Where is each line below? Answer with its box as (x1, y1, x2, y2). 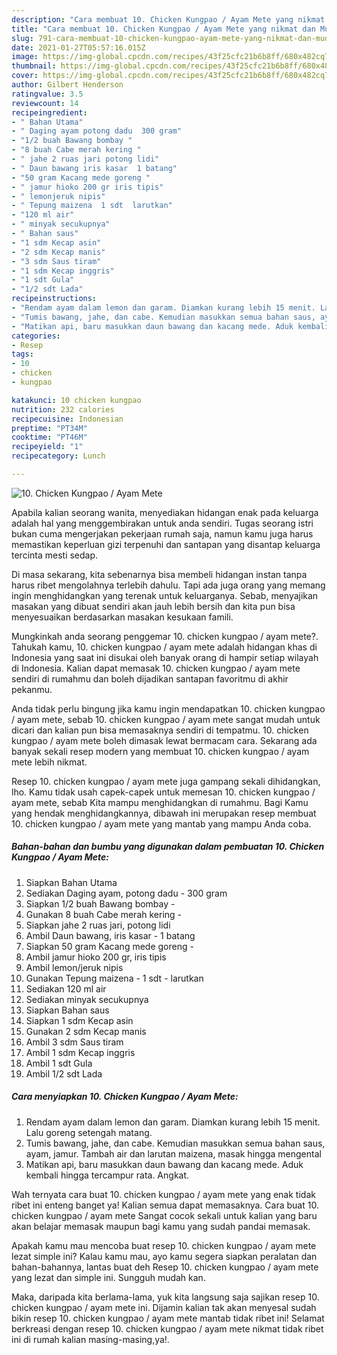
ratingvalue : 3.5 (11, 89, 84, 99)
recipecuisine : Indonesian (11, 414, 124, 424)
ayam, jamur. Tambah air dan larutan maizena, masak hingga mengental (25, 1147, 322, 1160)
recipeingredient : (11, 107, 88, 118)
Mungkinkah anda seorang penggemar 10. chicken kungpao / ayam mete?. (11, 630, 319, 642)
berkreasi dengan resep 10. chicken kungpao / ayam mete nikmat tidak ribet (11, 1322, 324, 1335)
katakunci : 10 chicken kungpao (11, 395, 142, 405)
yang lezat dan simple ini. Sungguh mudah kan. (11, 1271, 206, 1283)
